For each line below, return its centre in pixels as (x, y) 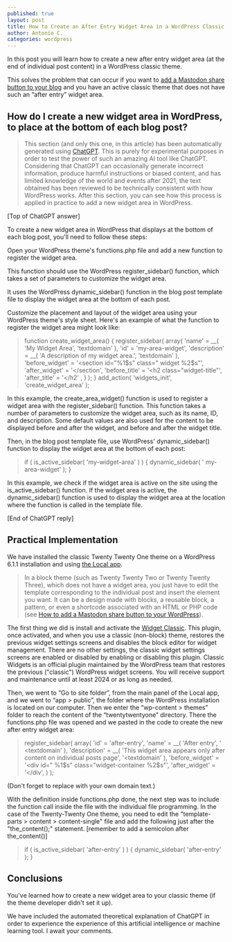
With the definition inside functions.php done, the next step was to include (113, 799)
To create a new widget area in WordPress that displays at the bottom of (110, 229)
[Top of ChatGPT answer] (44, 216)
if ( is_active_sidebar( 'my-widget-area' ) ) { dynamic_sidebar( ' (114, 462)
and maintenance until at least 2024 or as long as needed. (90, 679)
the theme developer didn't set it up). (60, 903)
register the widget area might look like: (64, 327)
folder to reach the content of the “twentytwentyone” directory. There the (112, 715)
